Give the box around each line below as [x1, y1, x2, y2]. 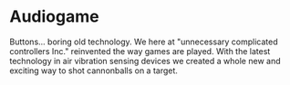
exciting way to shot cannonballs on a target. [9, 65, 178, 76]
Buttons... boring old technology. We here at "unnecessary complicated [9, 36, 278, 47]
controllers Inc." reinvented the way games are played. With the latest [9, 45, 271, 56]
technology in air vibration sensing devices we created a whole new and [9, 55, 281, 66]
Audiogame [9, 6, 99, 27]
